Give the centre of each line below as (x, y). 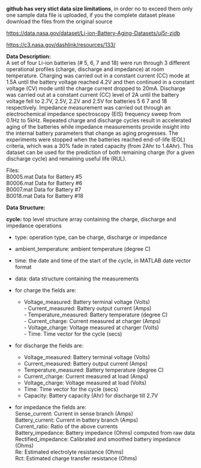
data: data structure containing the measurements (77, 279)
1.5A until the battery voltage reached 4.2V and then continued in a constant (100, 82)
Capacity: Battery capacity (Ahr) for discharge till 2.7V (91, 396)
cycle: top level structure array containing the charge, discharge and (91, 219)
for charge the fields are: (46, 290)
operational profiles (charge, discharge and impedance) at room (85, 69)
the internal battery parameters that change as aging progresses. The (92, 133)
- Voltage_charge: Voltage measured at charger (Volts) (91, 328)
